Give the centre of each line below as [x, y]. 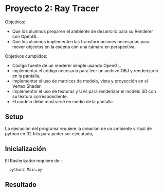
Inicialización [26, 149]
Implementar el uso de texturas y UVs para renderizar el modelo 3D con [84, 91]
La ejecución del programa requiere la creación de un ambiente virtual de [79, 128]
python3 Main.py [26, 169]
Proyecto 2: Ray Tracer [52, 8]
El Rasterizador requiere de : [34, 160]
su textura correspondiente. [40, 96]
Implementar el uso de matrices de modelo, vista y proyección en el [80, 81]
